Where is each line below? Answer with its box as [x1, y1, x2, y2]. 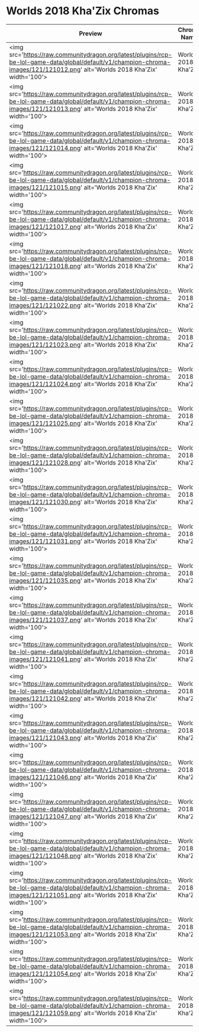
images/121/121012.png [9, 65, 81, 74]
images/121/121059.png [9, 1009, 81, 1017]
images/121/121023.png [9, 340, 81, 348]
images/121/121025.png [9, 419, 81, 427]
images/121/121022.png [9, 301, 81, 309]
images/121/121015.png [9, 183, 81, 191]
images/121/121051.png [9, 891, 81, 899]
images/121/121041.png [9, 655, 81, 663]
